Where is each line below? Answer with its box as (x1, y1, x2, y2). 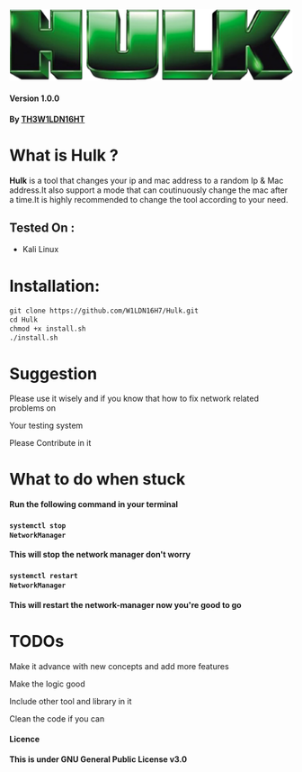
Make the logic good (9, 678, 85, 689)
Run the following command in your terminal (9, 499, 178, 510)
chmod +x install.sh (9, 324, 87, 333)
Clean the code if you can (9, 713, 105, 724)
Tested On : (9, 220, 75, 235)
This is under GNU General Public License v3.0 (9, 753, 188, 765)
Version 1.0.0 (9, 93, 60, 104)
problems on (9, 403, 57, 413)
